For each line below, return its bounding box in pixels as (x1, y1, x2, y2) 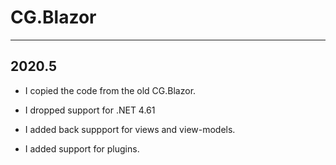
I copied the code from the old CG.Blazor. (24, 84, 197, 96)
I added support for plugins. (24, 142, 140, 155)
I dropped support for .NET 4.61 (24, 104, 156, 116)
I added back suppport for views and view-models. (24, 123, 236, 135)
